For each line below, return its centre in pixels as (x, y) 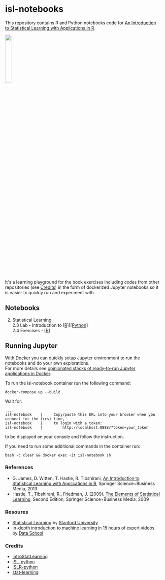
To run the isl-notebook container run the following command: (68, 383)
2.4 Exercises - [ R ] (31, 330)
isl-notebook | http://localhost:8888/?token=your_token (77, 427)
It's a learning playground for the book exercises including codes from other (82, 282)
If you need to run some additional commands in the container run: (73, 446)
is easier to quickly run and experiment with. (50, 292)
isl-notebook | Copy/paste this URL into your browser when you (80, 414)
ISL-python (24, 562)
